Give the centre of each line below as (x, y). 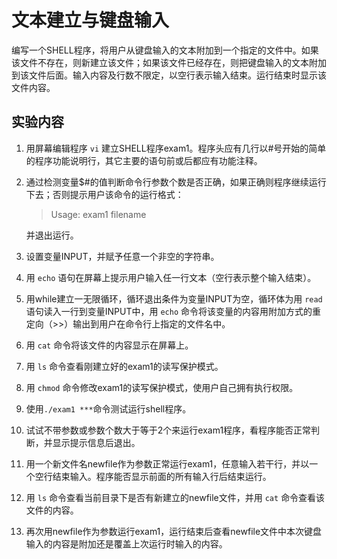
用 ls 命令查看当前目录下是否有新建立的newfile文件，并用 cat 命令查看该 (175, 497)
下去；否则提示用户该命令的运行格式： (104, 194)
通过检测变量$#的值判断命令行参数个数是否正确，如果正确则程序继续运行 (176, 182)
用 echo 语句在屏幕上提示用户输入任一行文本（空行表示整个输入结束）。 (171, 277)
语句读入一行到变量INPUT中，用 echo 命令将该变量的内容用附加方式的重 (173, 311)
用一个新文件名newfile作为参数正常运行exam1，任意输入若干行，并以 (167, 463)
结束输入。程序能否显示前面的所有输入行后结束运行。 (162, 476)
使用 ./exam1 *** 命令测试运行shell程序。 (108, 408)
